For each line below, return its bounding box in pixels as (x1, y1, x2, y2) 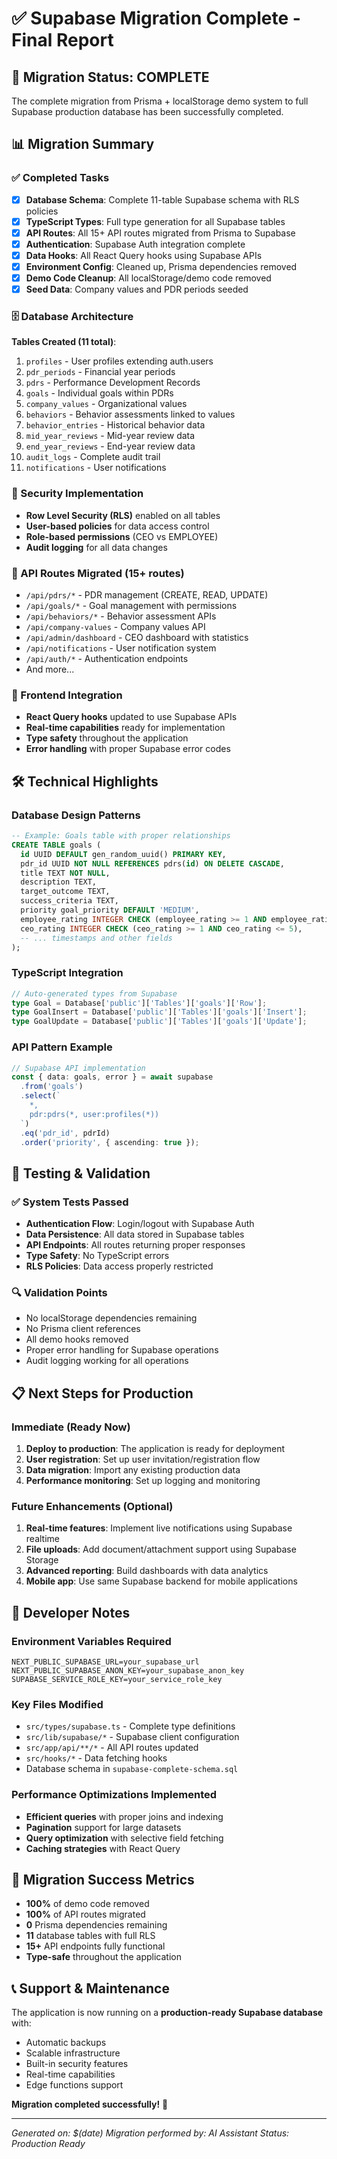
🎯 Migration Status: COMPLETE (11, 68, 210, 86)
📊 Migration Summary (11, 136, 155, 153)
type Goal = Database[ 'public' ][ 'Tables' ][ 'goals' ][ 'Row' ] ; (11, 998, 268, 1008)
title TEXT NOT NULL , (20, 868, 111, 878)
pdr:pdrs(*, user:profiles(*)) (29, 1109, 160, 1119)
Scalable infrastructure (25, 2047, 121, 2059)
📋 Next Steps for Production (11, 1385, 194, 1402)
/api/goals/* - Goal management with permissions (25, 600, 238, 612)
